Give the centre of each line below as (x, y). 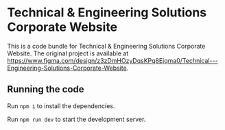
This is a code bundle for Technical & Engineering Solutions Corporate (106, 46)
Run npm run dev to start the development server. (76, 119)
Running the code (46, 89)
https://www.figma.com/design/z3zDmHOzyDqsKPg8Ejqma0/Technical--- (113, 60)
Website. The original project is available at (68, 53)
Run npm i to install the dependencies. (61, 106)
